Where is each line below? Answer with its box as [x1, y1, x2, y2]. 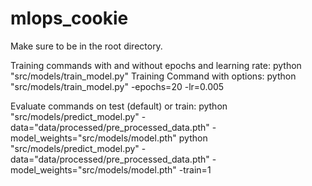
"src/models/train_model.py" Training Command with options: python [10, 70, 297, 82]
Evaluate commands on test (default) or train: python [10, 100, 228, 112]
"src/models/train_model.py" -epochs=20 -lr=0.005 [10, 80, 225, 92]
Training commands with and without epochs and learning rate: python [10, 59, 302, 71]
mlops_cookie [10, 7, 129, 30]
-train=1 [178, 163, 212, 176]
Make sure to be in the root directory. [10, 40, 163, 52]
